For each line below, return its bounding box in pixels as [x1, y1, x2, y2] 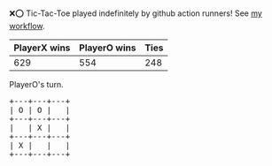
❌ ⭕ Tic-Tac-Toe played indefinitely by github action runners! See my [9, 8, 263, 19]
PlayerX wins [13, 41, 71, 54]
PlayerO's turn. [9, 79, 64, 89]
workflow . [9, 21, 45, 31]
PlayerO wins [79, 41, 136, 54]
